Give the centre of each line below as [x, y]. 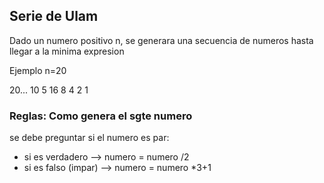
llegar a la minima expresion [67, 51]
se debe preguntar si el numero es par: [89, 138]
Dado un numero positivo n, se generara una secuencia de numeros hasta [161, 40]
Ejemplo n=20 [38, 70]
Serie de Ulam [54, 16]
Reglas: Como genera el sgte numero [101, 116]
